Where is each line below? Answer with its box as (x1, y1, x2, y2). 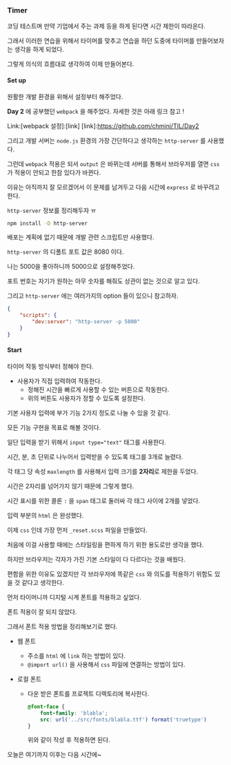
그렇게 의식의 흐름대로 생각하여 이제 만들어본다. (7, 60, 134, 68)
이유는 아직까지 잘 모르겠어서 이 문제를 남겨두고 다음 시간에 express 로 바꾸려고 (7, 183, 220, 191)
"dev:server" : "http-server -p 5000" (32, 318, 140, 325)
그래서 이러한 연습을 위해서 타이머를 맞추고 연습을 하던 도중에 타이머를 (7, 37, 195, 45)
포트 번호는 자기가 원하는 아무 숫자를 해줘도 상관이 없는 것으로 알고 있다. (7, 277, 200, 285)
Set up (7, 76, 26, 84)
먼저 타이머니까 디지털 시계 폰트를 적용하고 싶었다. (7, 593, 142, 601)
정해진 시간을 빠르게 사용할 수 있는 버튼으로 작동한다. (27, 385, 170, 394)
